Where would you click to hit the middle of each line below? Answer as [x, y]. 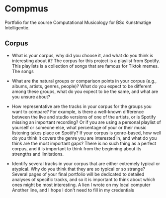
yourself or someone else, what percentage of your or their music [79, 127]
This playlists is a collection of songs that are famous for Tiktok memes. [85, 66]
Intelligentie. [17, 27]
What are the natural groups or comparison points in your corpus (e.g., [84, 81]
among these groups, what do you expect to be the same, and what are [85, 91]
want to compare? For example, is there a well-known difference [78, 111]
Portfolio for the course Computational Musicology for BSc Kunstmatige [78, 22]
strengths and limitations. [38, 154]
